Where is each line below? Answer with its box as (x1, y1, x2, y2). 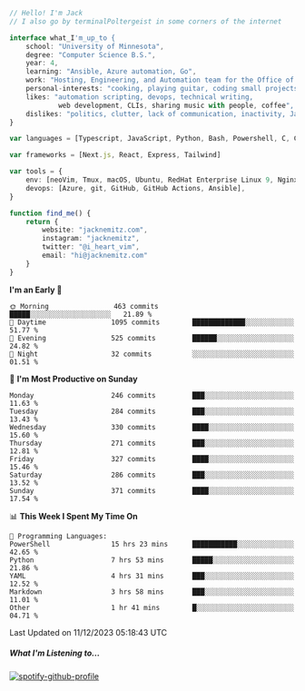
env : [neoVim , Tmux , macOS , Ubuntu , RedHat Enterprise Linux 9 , (25, 175, 274, 184)
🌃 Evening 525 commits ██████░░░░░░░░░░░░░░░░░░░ (9, 333, 295, 342)
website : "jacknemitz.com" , (42, 225, 148, 235)
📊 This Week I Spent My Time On (9, 510, 138, 521)
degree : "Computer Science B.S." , (25, 50, 156, 59)
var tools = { (9, 167, 64, 176)
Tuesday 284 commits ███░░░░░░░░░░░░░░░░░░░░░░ (9, 407, 295, 416)
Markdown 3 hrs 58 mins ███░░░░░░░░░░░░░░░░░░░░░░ (9, 587, 295, 597)
